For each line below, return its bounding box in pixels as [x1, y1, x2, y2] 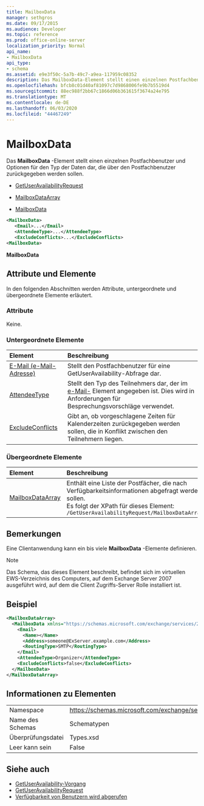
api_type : [6, 60, 32, 66]
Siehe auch [6, 764, 50, 774]
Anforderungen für [67, 394, 121, 403]
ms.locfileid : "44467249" [6, 111, 72, 117]
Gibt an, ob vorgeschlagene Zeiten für [67, 412, 175, 420]
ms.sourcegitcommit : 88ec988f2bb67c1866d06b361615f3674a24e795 [6, 88, 170, 94]
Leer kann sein [9, 743, 52, 752]
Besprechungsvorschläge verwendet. [67, 402, 174, 411]
